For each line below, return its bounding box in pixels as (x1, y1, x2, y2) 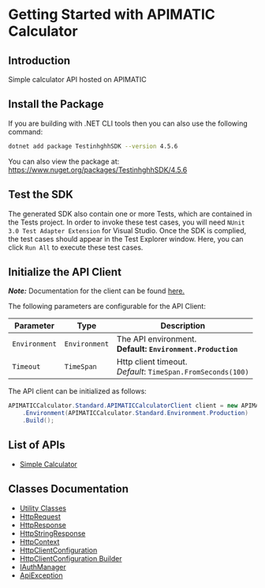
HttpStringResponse (19, 528, 86, 538)
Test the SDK (8, 188, 73, 202)
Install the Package (8, 97, 104, 111)
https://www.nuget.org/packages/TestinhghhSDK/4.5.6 (8, 164, 188, 175)
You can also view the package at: (8, 156, 120, 166)
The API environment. (117, 334, 197, 345)
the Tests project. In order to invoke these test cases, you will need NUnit (8, 217, 245, 227)
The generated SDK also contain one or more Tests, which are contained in (8, 209, 252, 218)
